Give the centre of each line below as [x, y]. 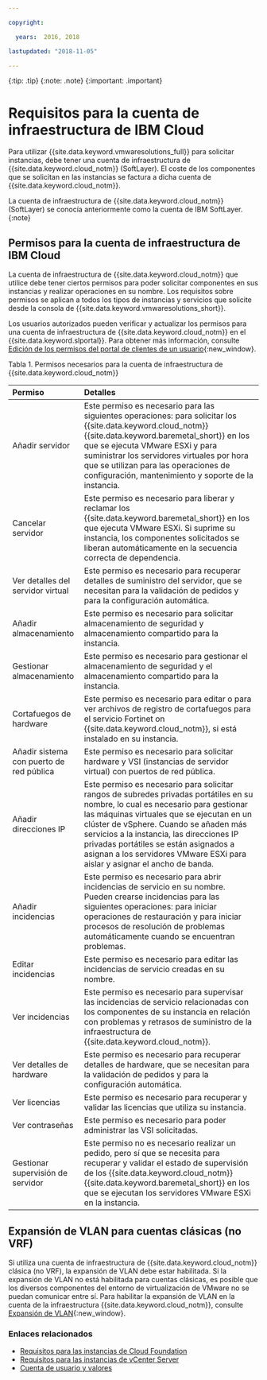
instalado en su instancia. [131, 738]
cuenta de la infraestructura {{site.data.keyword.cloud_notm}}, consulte [126, 1304]
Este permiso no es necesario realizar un [160, 1143]
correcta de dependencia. [132, 558]
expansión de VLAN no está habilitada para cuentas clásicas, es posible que [133, 1279]
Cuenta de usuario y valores [66, 1368]
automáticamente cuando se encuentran [160, 936]
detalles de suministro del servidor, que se [163, 581]
